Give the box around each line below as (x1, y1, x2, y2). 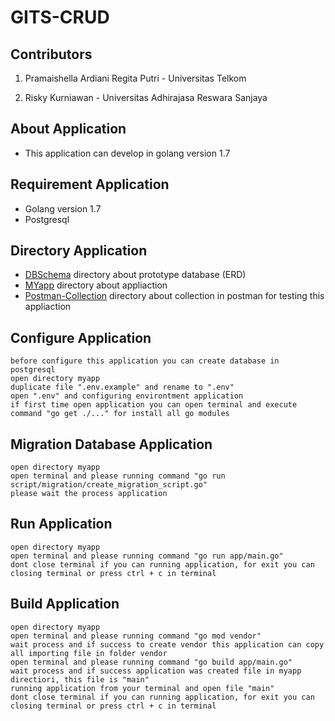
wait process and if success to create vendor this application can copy (10, 639, 325, 650)
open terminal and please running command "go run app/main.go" (10, 551, 284, 561)
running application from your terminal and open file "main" (10, 683, 275, 693)
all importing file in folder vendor (10, 648, 168, 658)
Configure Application (10, 329, 152, 346)
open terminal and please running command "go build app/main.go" (10, 657, 293, 667)
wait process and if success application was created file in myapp (10, 666, 302, 676)
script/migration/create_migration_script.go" (10, 480, 208, 490)
